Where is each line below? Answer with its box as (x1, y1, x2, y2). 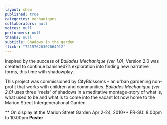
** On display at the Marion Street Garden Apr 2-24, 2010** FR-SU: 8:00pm (5, 109, 162, 115)
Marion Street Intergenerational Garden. (5, 99, 87, 105)
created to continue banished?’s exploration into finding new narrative (5, 63, 149, 69)
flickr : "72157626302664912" (5, 44, 66, 49)
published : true (5, 12, 39, 17)
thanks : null (5, 35, 32, 40)
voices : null (5, 26, 32, 31)
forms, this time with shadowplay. (5, 68, 74, 75)
